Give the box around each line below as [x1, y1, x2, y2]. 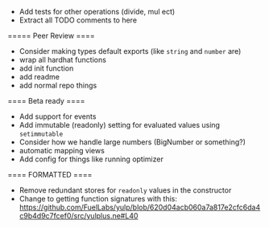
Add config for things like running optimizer [19, 154, 164, 164]
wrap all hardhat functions [19, 55, 106, 64]
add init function [19, 63, 74, 73]
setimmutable [19, 130, 64, 138]
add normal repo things [19, 80, 97, 90]
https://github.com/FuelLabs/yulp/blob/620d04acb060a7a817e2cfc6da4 [19, 202, 261, 212]
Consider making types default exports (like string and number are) [19, 47, 242, 55]
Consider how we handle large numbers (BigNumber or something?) [19, 137, 246, 147]
